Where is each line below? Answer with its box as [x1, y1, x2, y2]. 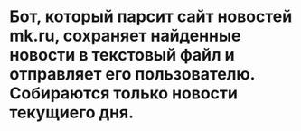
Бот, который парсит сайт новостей [9, 6, 293, 27]
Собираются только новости [9, 83, 238, 104]
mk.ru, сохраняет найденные [9, 25, 241, 46]
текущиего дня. [9, 102, 134, 123]
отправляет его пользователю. [9, 64, 256, 85]
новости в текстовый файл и [9, 45, 235, 65]
